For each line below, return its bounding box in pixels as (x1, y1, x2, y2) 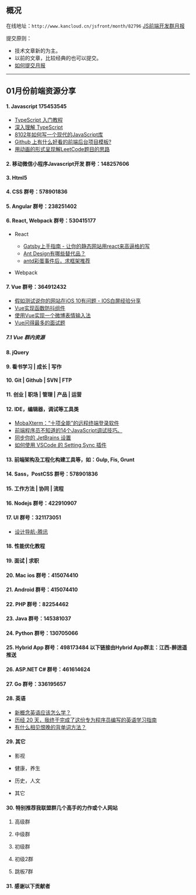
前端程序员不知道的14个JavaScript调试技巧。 (14, 427, 123, 434)
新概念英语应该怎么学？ (14, 709, 71, 716)
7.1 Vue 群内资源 (6, 333, 45, 341)
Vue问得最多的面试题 (14, 319, 65, 326)
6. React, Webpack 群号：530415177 (6, 217, 96, 224)
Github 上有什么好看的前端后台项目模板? (14, 138, 112, 145)
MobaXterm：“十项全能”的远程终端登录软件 (14, 419, 120, 426)
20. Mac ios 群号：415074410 (6, 572, 79, 579)
